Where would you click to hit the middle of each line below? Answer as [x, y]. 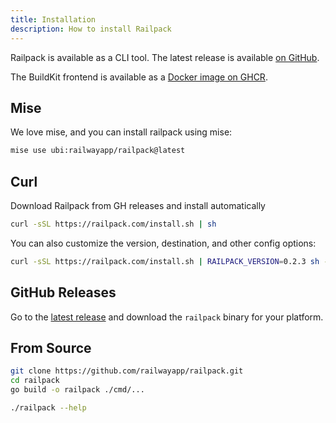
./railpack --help [48, 408]
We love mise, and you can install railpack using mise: [121, 132]
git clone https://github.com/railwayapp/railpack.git [127, 371]
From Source [51, 347]
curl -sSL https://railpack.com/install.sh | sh [113, 224]
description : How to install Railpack [91, 29]
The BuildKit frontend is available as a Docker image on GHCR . [139, 77]
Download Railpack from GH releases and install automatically [138, 205]
